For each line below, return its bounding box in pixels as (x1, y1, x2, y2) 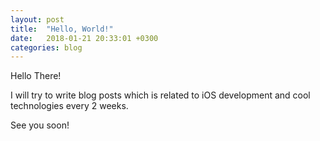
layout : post (10, 14, 65, 25)
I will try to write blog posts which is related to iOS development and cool (10, 89, 311, 101)
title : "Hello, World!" (10, 24, 114, 34)
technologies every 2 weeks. (10, 100, 129, 112)
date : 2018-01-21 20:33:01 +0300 (10, 33, 159, 43)
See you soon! (10, 119, 70, 131)
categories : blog (10, 42, 83, 53)
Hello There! (10, 70, 62, 82)
